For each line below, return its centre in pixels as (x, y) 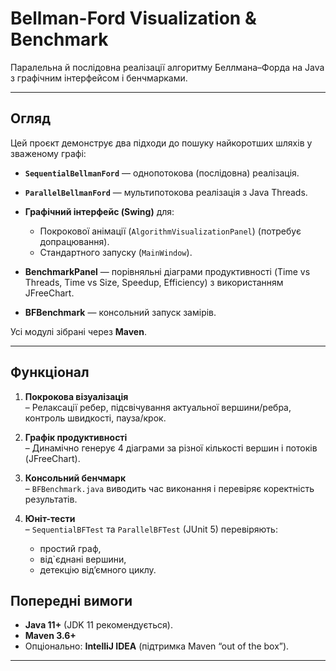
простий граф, (70, 548)
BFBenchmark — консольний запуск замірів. (120, 312)
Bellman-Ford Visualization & (133, 18)
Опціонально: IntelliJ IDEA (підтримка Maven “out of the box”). (157, 646)
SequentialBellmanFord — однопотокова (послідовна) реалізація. (162, 173)
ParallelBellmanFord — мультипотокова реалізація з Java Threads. (166, 192)
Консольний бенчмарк (75, 478)
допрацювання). (74, 241)
